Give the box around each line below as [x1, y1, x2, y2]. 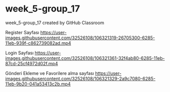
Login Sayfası [5, 50, 34, 56]
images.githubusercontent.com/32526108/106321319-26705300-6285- [5, 35, 155, 41]
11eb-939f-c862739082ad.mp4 [5, 40, 72, 46]
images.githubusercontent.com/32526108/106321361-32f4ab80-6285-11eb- [5, 55, 165, 61]
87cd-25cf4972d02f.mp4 [5, 60, 58, 66]
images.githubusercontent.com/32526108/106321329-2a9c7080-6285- [5, 75, 156, 81]
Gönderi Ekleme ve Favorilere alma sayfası [5, 70, 94, 76]
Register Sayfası [5, 29, 40, 35]
